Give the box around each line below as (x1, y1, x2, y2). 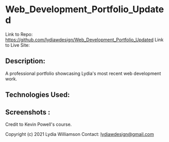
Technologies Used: (5, 91, 70, 99)
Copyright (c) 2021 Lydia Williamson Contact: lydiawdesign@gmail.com (5, 131, 154, 137)
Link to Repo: (5, 31, 33, 37)
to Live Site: (5, 42, 30, 48)
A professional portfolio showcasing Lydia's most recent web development (5, 70, 161, 76)
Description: (5, 57, 46, 66)
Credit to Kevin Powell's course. (5, 121, 72, 127)
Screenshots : (5, 108, 51, 117)
